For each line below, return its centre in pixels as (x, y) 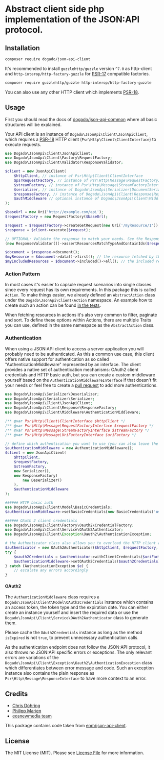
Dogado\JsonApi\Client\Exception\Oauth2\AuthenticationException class (79, 663)
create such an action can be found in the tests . (53, 305)
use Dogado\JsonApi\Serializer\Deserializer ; (52, 394)
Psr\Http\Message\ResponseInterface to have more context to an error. (76, 678)
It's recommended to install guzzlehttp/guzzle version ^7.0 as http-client (79, 68)
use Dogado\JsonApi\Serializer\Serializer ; (50, 399)
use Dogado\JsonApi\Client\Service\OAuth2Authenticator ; (64, 530)
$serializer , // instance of (43, 190)
